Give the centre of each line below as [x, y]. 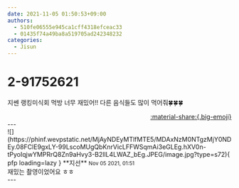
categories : [25, 40]
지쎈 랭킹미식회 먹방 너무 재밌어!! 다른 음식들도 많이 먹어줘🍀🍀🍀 [95, 102]
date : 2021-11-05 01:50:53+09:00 [57, 14]
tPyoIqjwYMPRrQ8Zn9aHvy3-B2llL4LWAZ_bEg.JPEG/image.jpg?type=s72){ [119, 154]
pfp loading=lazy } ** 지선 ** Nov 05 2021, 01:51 [71, 162]
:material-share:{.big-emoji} [191, 116]
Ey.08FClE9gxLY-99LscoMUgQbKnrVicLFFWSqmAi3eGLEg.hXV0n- [107, 147]
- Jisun [25, 47]
